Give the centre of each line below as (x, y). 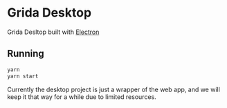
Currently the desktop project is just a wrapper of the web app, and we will (113, 89)
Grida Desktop (49, 13)
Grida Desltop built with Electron (53, 32)
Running (26, 54)
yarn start (23, 76)
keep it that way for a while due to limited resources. (82, 97)
